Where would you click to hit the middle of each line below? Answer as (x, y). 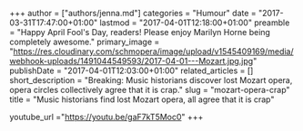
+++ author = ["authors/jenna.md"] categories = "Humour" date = (133, 13)
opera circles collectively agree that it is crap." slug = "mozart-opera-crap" (150, 90)
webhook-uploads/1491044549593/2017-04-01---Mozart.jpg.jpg (131, 61)
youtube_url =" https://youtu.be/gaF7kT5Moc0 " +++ (106, 117)
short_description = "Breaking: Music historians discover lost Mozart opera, (151, 80)
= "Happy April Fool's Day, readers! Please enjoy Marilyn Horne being (140, 32)
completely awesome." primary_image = (85, 42)
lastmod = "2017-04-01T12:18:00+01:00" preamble (195, 23)
